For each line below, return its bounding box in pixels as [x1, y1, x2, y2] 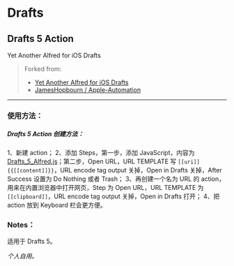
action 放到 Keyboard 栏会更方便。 [7, 200, 107, 209]
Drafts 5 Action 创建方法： [7, 129, 84, 138]
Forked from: [24, 65, 62, 73]
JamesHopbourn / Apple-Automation [34, 86, 141, 94]
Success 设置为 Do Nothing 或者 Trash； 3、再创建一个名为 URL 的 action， [7, 175, 225, 183]
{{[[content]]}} [7, 167, 54, 174]
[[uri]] [178, 158, 201, 165]
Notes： [7, 220, 36, 230]
